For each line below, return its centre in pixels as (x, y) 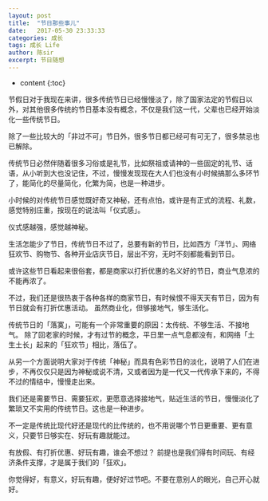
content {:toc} (43, 83)
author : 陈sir (31, 53)
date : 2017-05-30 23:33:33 (57, 30)
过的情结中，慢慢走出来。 (57, 381)
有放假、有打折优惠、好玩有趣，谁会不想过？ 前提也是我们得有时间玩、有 (128, 452)
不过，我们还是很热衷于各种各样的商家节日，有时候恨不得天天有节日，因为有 (134, 298)
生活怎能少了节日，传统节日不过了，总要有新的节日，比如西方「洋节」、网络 (132, 243)
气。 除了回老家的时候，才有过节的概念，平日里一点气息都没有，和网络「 (128, 334)
